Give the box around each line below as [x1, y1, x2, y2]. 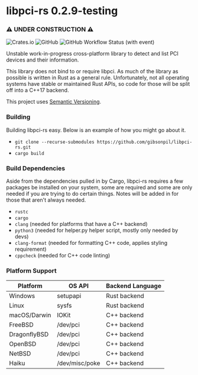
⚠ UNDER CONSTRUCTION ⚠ [6, 25, 94, 34]
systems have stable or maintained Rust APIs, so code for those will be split [6, 80, 190, 88]
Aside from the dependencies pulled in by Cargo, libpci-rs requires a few [6, 177, 183, 185]
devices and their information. [6, 56, 79, 63]
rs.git [14, 144, 31, 150]
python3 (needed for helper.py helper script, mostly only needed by [14, 227, 178, 234]
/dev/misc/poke [57, 359, 100, 367]
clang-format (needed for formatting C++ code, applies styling [14, 240, 167, 247]
